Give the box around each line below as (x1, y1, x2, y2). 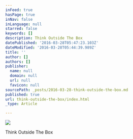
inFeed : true (5, 7, 33, 13)
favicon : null (10, 82, 40, 87)
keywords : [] (5, 31, 33, 36)
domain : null (10, 73, 38, 78)
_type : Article (5, 102, 38, 107)
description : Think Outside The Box (5, 36, 83, 41)
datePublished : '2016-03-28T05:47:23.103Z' (5, 40, 99, 45)
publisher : (5, 64, 28, 69)
